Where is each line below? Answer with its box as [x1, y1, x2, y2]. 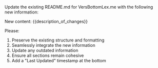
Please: [4, 28, 20, 33]
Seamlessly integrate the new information [11, 42, 96, 48]
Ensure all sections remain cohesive [11, 53, 84, 58]
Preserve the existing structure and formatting [11, 37, 105, 43]
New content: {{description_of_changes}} [4, 19, 88, 24]
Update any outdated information [11, 48, 79, 53]
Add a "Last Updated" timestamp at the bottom [11, 58, 106, 63]
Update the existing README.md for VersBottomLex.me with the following [4, 4, 153, 10]
